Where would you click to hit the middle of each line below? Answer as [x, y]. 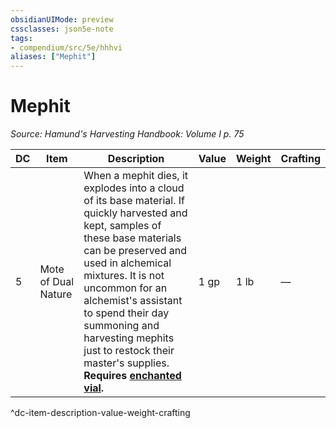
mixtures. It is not [124, 276]
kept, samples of [122, 226]
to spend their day [126, 313]
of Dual [57, 282]
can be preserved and [135, 251]
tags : [21, 38]
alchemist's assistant [133, 301]
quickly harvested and [135, 213]
